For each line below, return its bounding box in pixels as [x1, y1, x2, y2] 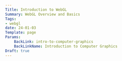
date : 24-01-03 [5, 26, 36, 30]
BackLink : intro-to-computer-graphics [14, 39, 93, 44]
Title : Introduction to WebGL [5, 7, 67, 12]
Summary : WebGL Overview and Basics [5, 12, 80, 17]
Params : [5, 35, 21, 40]
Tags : [5, 16, 16, 21]
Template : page [5, 30, 36, 35]
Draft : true [5, 48, 30, 53]
